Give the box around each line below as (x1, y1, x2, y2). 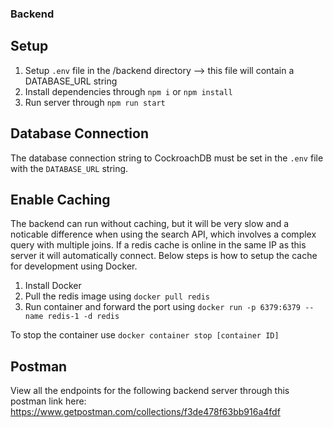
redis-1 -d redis (47, 312, 120, 322)
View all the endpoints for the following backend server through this (10, 385, 290, 397)
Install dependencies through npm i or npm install (24, 85, 233, 97)
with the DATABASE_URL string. (10, 162, 129, 174)
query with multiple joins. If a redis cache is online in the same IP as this (10, 239, 307, 251)
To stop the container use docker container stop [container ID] (10, 329, 280, 341)
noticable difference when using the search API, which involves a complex (10, 228, 317, 241)
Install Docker (24, 280, 82, 292)
